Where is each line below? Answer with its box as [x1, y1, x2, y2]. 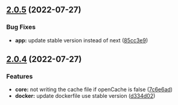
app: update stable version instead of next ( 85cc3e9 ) [14, 36, 148, 44]
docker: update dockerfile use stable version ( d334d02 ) [14, 92, 156, 100]
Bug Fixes [6, 23, 36, 31]
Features [6, 72, 33, 80]
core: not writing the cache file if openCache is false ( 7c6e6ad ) [14, 86, 173, 93]
